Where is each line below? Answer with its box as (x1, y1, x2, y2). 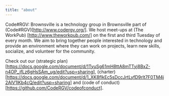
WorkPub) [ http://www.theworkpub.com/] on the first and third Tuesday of (5, 32, 160, 38)
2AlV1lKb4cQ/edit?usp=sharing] (5, 79, 72, 85)
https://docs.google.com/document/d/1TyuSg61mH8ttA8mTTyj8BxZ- (7, 63, 151, 69)
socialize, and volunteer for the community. (5, 48, 96, 54)
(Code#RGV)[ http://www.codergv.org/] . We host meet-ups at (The (5, 26, 144, 33)
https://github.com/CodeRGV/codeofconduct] (7, 84, 103, 91)
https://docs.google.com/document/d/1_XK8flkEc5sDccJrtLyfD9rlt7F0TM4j (7, 74, 164, 80)
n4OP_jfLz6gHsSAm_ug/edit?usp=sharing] (5, 69, 95, 75)
